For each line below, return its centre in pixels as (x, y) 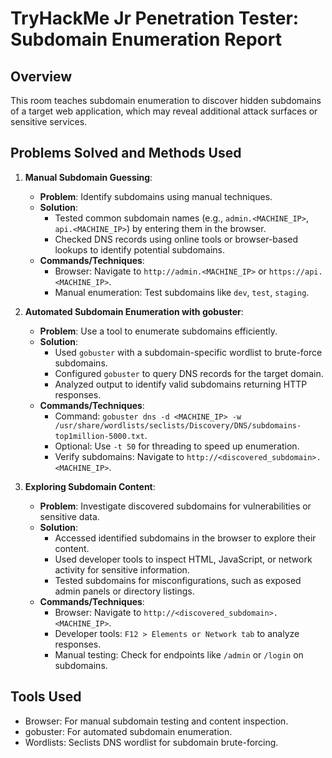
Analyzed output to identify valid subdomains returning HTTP (181, 384)
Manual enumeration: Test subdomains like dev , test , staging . (182, 292)
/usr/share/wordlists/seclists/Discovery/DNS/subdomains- (178, 425)
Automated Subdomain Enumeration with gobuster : (134, 311)
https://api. (295, 272)
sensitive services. (49, 121)
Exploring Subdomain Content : (90, 486)
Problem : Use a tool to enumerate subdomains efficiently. (158, 331)
